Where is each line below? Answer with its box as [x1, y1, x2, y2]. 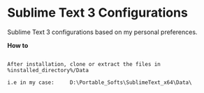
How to [7, 41, 29, 49]
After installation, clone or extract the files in [7, 60, 161, 67]
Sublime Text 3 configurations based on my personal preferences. [7, 28, 198, 36]
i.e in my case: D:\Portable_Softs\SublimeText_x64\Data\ [7, 78, 192, 86]
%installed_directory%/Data [7, 67, 89, 74]
